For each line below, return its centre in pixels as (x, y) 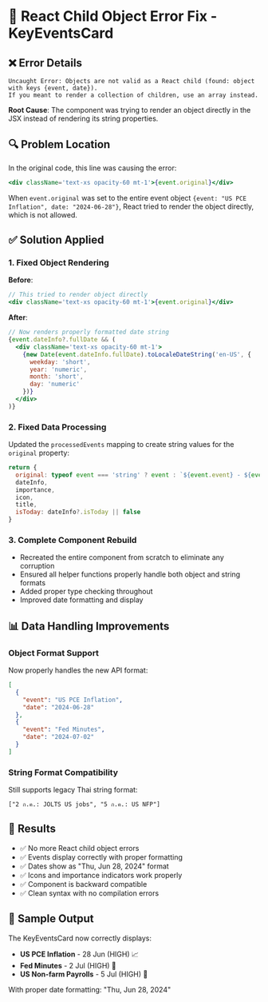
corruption (37, 566)
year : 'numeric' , (58, 369)
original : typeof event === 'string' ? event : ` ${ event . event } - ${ (134, 475)
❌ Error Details (45, 63)
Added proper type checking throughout (86, 592)
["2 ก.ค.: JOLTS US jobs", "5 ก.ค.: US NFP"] (85, 804)
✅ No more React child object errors (79, 848)
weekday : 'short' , (60, 362)
